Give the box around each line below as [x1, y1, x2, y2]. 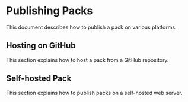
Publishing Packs [6, 4, 93, 18]
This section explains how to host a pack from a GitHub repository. [6, 56, 169, 63]
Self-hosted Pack [6, 74, 72, 84]
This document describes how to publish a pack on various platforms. [6, 24, 177, 31]
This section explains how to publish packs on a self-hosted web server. [6, 89, 183, 96]
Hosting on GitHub [6, 41, 76, 51]
